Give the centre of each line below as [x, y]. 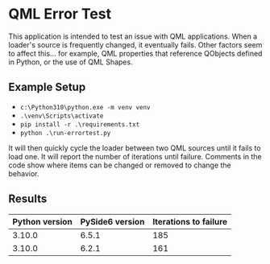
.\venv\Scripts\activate [62, 116]
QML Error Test [60, 14]
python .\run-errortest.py [65, 133]
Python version [42, 221]
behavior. [24, 173]
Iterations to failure [190, 221]
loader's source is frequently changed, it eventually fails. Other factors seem [135, 44]
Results [28, 199]
